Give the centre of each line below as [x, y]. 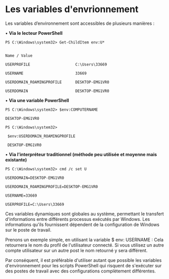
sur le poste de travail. [28, 230]
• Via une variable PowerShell [37, 100]
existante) [16, 160]
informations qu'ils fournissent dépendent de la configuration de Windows [82, 224]
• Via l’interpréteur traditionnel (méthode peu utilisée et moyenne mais [81, 154]
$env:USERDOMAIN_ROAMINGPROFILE [41, 136]
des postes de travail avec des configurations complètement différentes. [81, 271]
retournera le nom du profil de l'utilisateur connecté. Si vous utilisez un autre [85, 245]
